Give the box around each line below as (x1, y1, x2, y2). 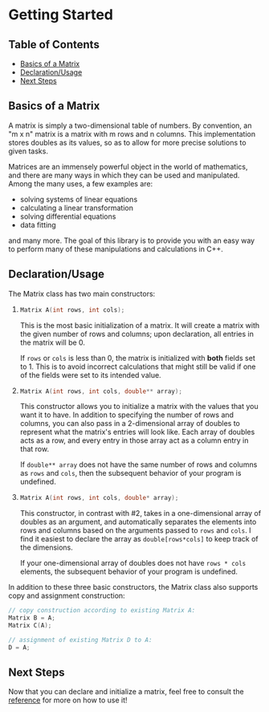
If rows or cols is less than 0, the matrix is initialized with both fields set (19, 353, 255, 362)
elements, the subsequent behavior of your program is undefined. (19, 567, 238, 576)
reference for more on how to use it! (8, 695, 128, 705)
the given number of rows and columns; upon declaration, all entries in (19, 329, 255, 338)
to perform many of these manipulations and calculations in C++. (8, 243, 223, 254)
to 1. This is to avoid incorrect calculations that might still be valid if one (19, 362, 256, 371)
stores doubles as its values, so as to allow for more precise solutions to (8, 137, 247, 147)
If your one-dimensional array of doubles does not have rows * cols (19, 559, 247, 568)
